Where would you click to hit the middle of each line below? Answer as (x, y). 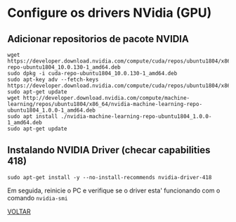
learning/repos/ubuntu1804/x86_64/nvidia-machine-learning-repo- (105, 104)
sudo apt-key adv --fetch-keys (53, 79)
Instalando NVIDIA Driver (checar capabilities (109, 150)
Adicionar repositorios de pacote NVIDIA (98, 39)
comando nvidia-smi (38, 197)
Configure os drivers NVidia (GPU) (110, 13)
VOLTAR (19, 211)
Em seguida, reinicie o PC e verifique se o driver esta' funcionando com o (114, 190)
